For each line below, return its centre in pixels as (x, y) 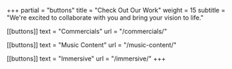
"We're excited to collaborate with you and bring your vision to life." (105, 18)
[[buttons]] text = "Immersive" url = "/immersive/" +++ (86, 58)
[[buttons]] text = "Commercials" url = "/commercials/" (87, 31)
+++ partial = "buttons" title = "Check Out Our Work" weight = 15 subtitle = (116, 10)
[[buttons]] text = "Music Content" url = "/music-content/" (92, 45)
